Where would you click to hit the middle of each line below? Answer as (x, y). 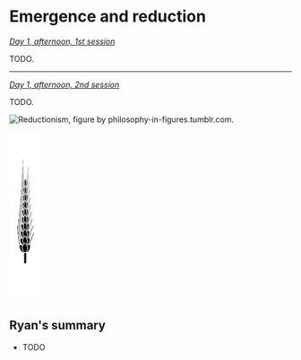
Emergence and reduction (107, 17)
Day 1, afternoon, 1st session (62, 41)
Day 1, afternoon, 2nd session (64, 84)
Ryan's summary (57, 325)
